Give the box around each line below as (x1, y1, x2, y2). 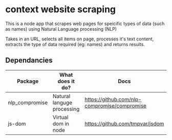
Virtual (52, 113, 69, 121)
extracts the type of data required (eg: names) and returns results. (5, 41, 145, 47)
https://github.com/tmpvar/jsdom (84, 120, 164, 127)
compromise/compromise (84, 102, 147, 109)
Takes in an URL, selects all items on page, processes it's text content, (5, 36, 154, 42)
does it (57, 78, 75, 85)
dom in (52, 120, 70, 127)
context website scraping (5, 4, 116, 15)
